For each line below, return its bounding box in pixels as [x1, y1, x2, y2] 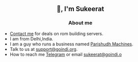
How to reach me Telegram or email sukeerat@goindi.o [9, 51, 122, 57]
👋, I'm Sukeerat [56, 5, 104, 13]
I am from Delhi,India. [9, 36, 53, 41]
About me [68, 20, 93, 26]
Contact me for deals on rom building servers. [9, 30, 103, 37]
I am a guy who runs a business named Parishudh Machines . [9, 41, 134, 47]
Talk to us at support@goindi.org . [9, 46, 78, 52]
